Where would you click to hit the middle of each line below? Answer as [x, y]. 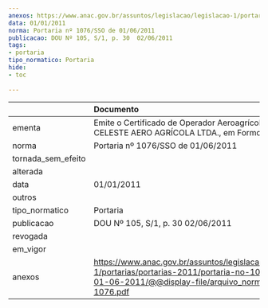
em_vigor [29, 249]
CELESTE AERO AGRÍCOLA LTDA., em [164, 132]
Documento [116, 109]
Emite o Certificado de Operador [154, 123]
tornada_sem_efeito [49, 158]
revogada [30, 236]
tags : [17, 45]
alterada [28, 171]
